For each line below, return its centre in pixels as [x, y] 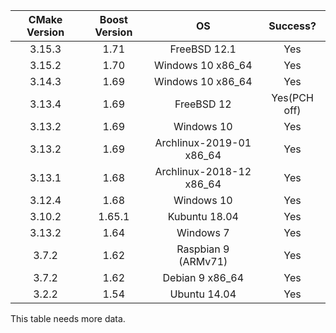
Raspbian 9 [203, 249]
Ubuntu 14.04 [203, 294]
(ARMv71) [203, 261]
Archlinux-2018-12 [203, 171]
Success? [292, 26]
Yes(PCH [292, 97]
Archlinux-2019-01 [203, 142]
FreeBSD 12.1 [203, 49]
